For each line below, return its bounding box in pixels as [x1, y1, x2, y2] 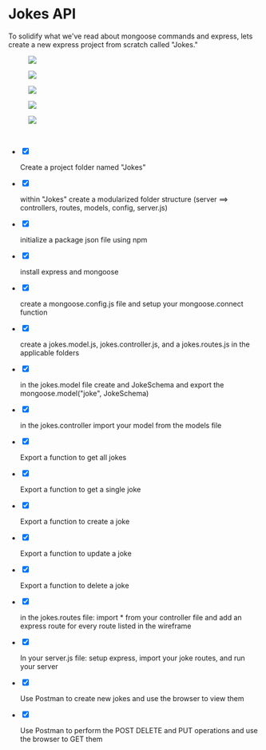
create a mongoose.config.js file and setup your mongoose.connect [19, 299, 244, 308]
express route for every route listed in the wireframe [19, 621, 192, 631]
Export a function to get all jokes [19, 452, 127, 462]
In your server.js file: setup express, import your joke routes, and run [19, 653, 245, 663]
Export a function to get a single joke [19, 484, 141, 494]
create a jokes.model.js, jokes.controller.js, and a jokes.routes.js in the [19, 339, 250, 349]
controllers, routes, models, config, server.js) [19, 203, 168, 212]
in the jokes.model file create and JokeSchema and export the [19, 379, 224, 389]
